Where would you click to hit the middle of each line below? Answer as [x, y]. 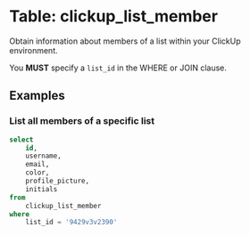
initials [42, 189]
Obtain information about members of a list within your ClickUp [125, 41]
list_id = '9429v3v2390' [71, 223]
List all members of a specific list [82, 121]
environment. [33, 50]
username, [44, 156]
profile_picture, [58, 181]
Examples [37, 96]
